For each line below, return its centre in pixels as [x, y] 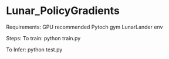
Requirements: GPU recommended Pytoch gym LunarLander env [84, 27]
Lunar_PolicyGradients [63, 11]
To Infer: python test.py [34, 49]
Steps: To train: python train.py [43, 38]
